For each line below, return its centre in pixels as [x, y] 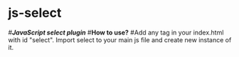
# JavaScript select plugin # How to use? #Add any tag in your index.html [116, 32]
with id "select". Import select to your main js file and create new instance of [120, 39]
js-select [35, 13]
